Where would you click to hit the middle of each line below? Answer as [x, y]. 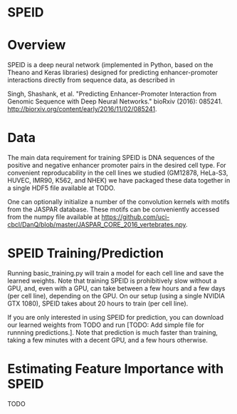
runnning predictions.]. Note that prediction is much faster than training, [113, 332]
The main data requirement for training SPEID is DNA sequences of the [111, 158]
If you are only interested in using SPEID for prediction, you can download [116, 317]
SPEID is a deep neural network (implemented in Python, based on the [110, 65]
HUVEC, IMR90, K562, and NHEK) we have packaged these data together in [119, 181]
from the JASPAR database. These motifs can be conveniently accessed [114, 209]
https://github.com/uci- [136, 217]
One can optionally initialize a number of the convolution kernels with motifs [118, 202]
